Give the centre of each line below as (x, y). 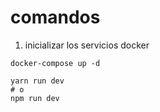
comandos (55, 17)
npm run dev (35, 98)
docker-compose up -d (55, 63)
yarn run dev (37, 81)
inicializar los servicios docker (87, 45)
